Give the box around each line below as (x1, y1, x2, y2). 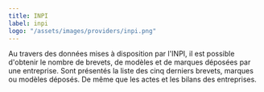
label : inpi (8, 19, 48, 27)
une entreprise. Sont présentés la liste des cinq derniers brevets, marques (8, 66, 254, 76)
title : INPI (8, 11, 48, 20)
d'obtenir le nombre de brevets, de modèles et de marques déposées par (8, 57, 251, 67)
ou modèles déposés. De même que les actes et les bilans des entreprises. (8, 74, 258, 85)
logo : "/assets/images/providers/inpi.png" (8, 27, 157, 35)
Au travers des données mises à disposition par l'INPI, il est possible (8, 49, 235, 59)
